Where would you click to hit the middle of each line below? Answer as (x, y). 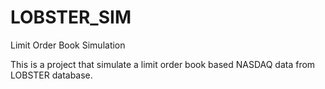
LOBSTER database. (51, 75)
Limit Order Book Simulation (68, 45)
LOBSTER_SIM (71, 17)
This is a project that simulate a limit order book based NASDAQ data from (163, 64)
